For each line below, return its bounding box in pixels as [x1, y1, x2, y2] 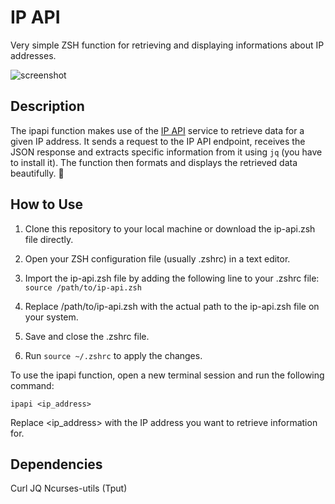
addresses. [10, 49, 57, 61]
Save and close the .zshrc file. [24, 330, 150, 342]
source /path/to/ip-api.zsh [24, 282, 142, 293]
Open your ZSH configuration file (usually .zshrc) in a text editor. [24, 252, 291, 265]
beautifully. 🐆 [10, 167, 65, 179]
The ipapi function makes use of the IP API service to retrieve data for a [10, 124, 305, 136]
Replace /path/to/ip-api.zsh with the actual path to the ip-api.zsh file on [24, 300, 320, 312]
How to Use [10, 196, 84, 213]
